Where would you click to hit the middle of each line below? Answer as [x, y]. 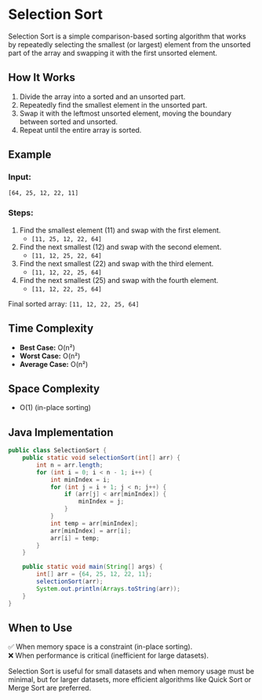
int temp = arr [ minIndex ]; [94, 523]
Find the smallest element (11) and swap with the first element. [120, 230]
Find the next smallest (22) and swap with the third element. [116, 263]
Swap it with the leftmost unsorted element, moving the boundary [126, 113]
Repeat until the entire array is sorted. [80, 130]
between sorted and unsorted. [69, 121]
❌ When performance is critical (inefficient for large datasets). [109, 656]
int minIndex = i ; [80, 480]
